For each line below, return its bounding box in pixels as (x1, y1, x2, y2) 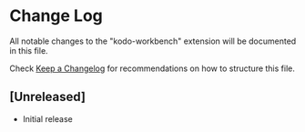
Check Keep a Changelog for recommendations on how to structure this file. (9, 63, 296, 74)
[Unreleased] (9, 89, 86, 105)
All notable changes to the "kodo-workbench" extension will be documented (9, 36, 297, 46)
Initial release (22, 113, 73, 124)
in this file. (9, 45, 48, 56)
